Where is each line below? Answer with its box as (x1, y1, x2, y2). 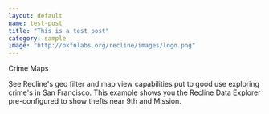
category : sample (8, 34, 67, 43)
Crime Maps (8, 63, 49, 73)
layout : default (8, 11, 63, 20)
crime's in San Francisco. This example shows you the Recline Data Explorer (8, 88, 261, 97)
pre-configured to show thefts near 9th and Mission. (8, 96, 182, 106)
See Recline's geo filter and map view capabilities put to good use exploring (8, 79, 259, 89)
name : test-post (8, 19, 63, 27)
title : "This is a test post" (8, 26, 110, 35)
